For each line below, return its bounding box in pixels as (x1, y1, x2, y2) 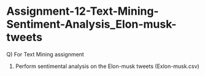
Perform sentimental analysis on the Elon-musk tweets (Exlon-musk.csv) (15, 63, 199, 70)
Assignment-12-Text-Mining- (6, 4, 159, 18)
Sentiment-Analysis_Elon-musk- (6, 17, 177, 31)
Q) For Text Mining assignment (6, 50, 84, 58)
